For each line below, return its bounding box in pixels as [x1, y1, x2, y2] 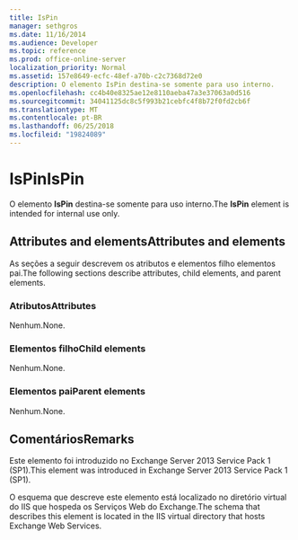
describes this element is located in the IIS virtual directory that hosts [9, 511, 266, 522]
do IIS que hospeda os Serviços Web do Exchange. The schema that [9, 501, 260, 512]
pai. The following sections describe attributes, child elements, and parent [9, 267, 281, 279]
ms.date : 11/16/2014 [9, 30, 87, 39]
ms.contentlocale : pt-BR [9, 113, 102, 122]
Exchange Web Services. [9, 520, 102, 531]
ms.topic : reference [9, 47, 87, 56]
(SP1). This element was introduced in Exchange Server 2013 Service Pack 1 [9, 465, 289, 476]
